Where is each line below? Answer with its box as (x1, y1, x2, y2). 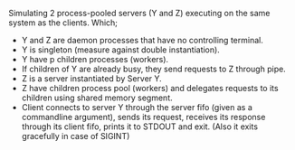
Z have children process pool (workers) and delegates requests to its (21, 83, 279, 93)
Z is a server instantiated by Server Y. (21, 73, 162, 84)
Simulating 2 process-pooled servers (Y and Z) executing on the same (8, 8, 271, 18)
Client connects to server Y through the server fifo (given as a (21, 102, 252, 112)
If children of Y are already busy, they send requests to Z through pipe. (21, 63, 286, 74)
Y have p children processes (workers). (21, 54, 169, 64)
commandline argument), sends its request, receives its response (21, 112, 266, 122)
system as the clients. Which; (8, 17, 119, 28)
